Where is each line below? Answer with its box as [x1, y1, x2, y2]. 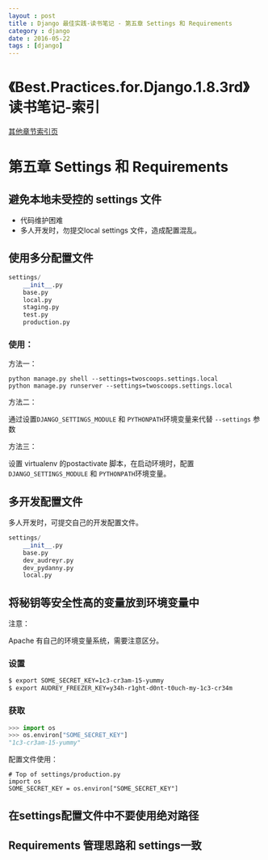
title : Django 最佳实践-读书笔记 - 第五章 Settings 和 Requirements [8, 19, 232, 27]
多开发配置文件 [8, 494, 83, 509]
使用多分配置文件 [8, 251, 94, 265]
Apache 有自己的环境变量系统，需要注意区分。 [8, 636, 164, 646]
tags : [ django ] [8, 42, 63, 50]
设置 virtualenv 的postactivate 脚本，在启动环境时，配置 [8, 459, 195, 468]
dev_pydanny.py [23, 564, 74, 572]
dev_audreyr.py [23, 556, 74, 564]
